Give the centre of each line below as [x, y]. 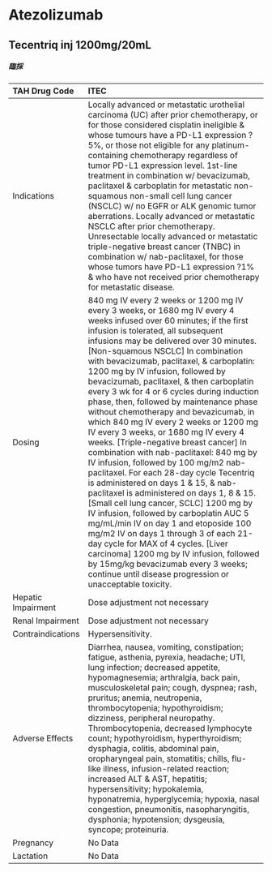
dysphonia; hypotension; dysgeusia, [156, 819]
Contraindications [46, 634]
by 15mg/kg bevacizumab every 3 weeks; [168, 564]
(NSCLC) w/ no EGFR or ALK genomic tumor [172, 206]
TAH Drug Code [43, 91]
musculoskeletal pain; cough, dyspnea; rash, [172, 687]
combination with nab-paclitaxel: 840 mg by [172, 452]
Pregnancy [33, 843]
